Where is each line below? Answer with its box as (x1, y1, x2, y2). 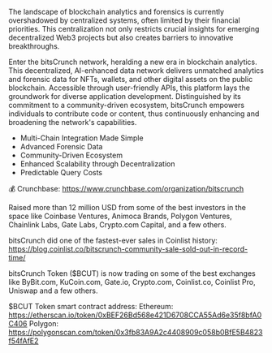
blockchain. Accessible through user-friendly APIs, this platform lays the (8, 83, 250, 93)
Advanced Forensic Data (19, 142, 103, 151)
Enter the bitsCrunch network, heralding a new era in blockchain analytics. (8, 57, 257, 67)
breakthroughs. (8, 41, 60, 51)
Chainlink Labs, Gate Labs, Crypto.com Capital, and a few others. (8, 220, 227, 230)
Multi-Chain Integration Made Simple (19, 133, 144, 143)
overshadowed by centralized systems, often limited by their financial (8, 15, 241, 25)
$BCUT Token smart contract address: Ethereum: (8, 302, 174, 311)
